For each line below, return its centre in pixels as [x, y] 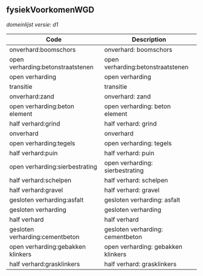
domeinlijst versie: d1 [32, 24]
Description [149, 39]
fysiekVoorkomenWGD [50, 10]
